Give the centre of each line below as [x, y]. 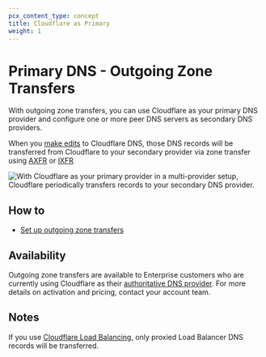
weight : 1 [25, 31]
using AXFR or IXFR [41, 161]
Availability [37, 255]
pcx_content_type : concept [54, 16]
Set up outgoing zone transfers [72, 230]
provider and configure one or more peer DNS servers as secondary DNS [131, 119]
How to [27, 210]
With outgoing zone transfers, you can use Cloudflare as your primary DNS [133, 111]
